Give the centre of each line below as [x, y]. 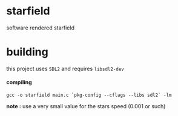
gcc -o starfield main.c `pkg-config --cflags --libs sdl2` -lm [89, 95]
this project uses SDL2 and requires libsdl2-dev [65, 69]
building [27, 52]
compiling [19, 82]
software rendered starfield [40, 28]
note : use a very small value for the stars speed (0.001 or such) [86, 106]
